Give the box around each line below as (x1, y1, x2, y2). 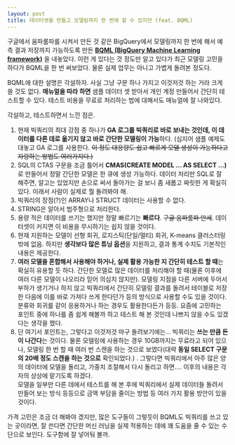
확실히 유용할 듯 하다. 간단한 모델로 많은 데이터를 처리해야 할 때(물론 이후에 (17, 266, 222, 274)
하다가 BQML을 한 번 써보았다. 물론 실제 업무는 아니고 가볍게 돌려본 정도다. (7, 63, 212, 72)
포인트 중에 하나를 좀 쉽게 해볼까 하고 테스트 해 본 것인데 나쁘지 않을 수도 (17, 310, 216, 318)
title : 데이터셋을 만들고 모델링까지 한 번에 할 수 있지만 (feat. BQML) (7, 17, 194, 24)
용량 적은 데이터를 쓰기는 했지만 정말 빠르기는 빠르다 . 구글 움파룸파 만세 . (17, 213, 214, 222)
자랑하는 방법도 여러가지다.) (17, 152, 93, 160)
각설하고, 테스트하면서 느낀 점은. (7, 110, 96, 119)
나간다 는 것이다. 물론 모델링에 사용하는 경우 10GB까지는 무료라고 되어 (24, 336, 214, 345)
